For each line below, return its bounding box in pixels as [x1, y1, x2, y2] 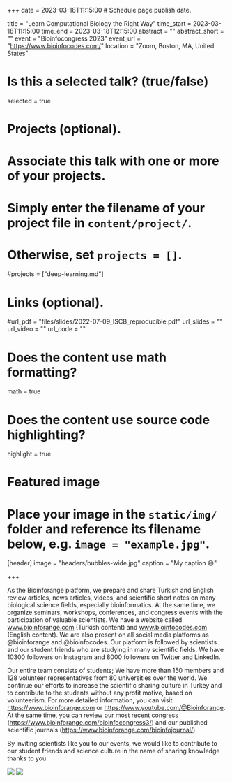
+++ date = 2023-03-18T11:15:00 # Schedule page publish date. [7, 6, 192, 14]
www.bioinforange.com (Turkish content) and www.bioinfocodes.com [7, 623, 208, 632]
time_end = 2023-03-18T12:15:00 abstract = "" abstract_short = [41, 27, 224, 35]
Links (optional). [7, 294, 105, 310]
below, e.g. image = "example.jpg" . [7, 536, 210, 551]
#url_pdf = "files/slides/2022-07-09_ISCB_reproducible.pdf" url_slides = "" [7, 317, 223, 326]
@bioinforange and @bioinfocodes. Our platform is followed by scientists [7, 638, 217, 646]
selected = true [7, 96, 51, 105]
